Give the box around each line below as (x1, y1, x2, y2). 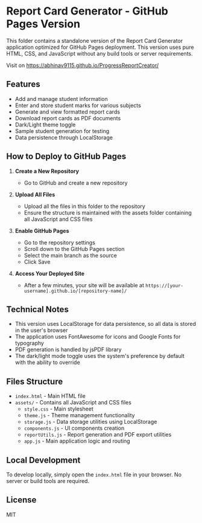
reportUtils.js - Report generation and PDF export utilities (24, 431, 172, 438)
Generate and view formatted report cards (14, 108, 121, 115)
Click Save (24, 258, 51, 265)
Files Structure (6, 376, 63, 386)
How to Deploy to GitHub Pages (6, 151, 127, 161)
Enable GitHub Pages (14, 227, 69, 234)
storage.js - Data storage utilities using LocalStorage (24, 418, 157, 426)
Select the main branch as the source (24, 252, 118, 259)
